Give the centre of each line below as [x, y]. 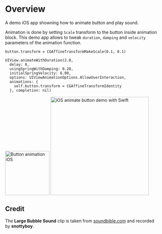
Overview [25, 9]
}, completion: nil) [30, 90]
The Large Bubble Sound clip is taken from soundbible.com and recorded [80, 221]
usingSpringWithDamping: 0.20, [41, 69]
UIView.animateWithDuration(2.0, [39, 60]
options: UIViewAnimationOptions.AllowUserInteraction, [68, 77]
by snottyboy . [20, 226]
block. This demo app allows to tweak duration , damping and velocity [75, 37]
